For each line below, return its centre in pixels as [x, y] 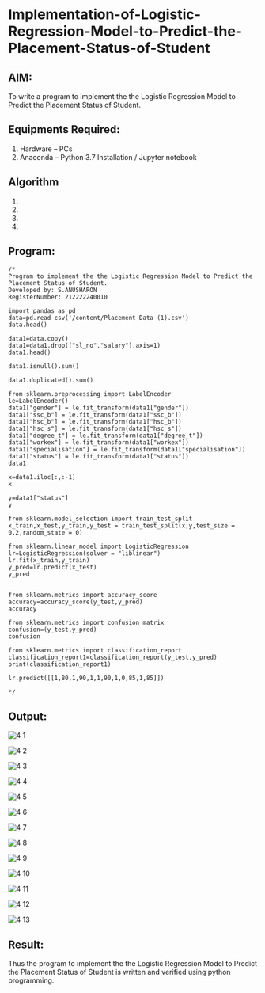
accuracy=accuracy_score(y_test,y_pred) [76, 602]
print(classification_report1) [60, 664]
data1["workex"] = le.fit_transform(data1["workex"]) [99, 443]
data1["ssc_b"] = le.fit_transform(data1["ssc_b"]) [95, 415]
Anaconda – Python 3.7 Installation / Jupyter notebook [108, 157]
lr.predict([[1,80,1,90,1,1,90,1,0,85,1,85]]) [86, 679]
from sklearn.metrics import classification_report [95, 651]
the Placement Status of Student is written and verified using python [119, 972]
